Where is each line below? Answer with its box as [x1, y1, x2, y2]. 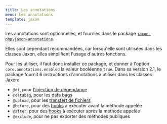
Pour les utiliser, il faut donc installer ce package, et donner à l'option [5, 61, 150, 67]
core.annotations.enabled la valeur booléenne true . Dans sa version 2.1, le [5, 66, 161, 72]
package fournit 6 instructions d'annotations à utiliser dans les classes [5, 72, 152, 78]
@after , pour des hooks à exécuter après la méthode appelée [12, 108, 140, 114]
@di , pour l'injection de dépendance [12, 87, 88, 93]
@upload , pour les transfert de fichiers [12, 97, 91, 103]
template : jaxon [5, 17, 39, 22]
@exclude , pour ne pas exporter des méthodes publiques [12, 113, 130, 119]
